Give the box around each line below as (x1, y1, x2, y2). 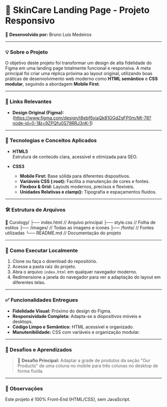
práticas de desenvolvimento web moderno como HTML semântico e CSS (5, 76, 158, 82)
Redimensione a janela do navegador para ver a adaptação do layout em (12, 274, 161, 280)
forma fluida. (17, 368, 44, 374)
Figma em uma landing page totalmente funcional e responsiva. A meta (5, 65, 151, 71)
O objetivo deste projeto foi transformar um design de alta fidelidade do (5, 60, 152, 66)
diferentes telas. (12, 280, 46, 286)
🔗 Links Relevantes (5, 98, 52, 105)
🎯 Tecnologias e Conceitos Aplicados (5, 137, 97, 144)
